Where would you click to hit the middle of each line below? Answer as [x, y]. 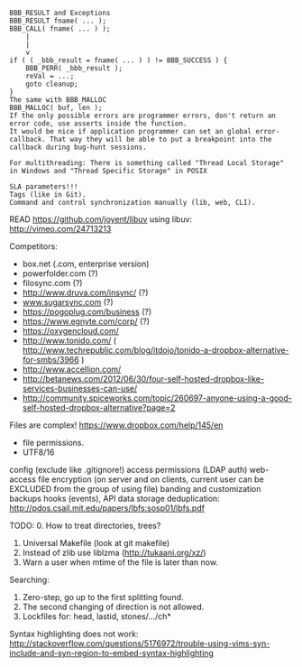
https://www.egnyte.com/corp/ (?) [86, 321]
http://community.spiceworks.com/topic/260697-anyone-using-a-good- [157, 398]
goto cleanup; [52, 84]
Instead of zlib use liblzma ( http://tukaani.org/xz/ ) [114, 552]
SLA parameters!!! [44, 187]
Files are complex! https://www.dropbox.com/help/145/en [116, 425]
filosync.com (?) [52, 283]
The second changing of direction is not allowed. [113, 607]
